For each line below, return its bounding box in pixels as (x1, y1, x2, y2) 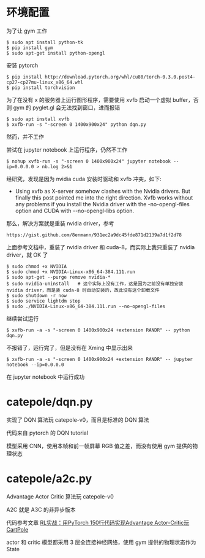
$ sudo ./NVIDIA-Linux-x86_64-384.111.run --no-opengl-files (6, 303, 166, 309)
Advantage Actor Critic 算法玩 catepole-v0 (6, 492, 114, 500)
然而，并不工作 (6, 133, 44, 140)
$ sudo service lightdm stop (6, 298, 81, 304)
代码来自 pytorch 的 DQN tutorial (6, 429, 89, 436)
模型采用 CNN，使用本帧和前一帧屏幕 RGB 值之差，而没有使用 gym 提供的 (6, 442, 193, 449)
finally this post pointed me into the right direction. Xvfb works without (15, 194, 193, 201)
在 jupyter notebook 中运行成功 (6, 373, 85, 381)
